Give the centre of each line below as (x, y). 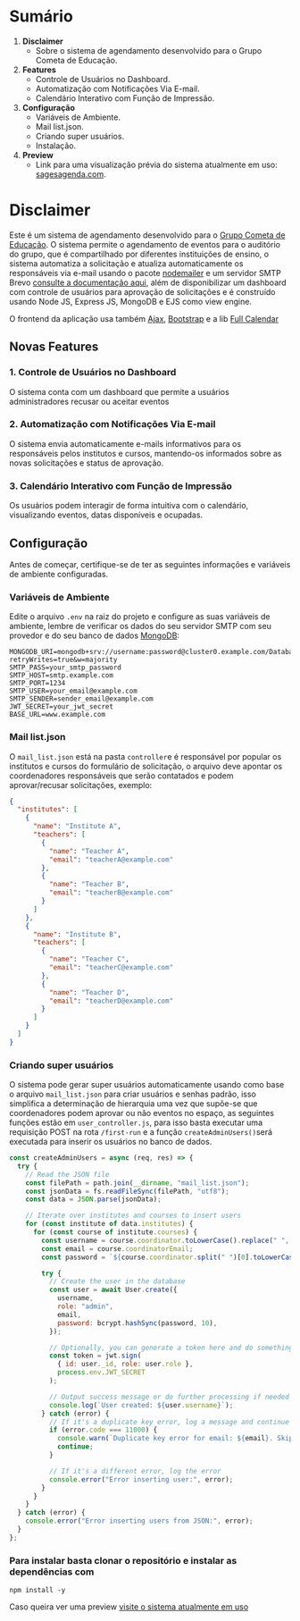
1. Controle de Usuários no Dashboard (93, 373)
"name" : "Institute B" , (77, 934)
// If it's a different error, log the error (135, 1471)
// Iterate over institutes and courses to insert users (133, 1216)
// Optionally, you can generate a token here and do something (171, 1348)
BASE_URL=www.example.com (57, 715)
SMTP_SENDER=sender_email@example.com (81, 699)
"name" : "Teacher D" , (89, 992)
